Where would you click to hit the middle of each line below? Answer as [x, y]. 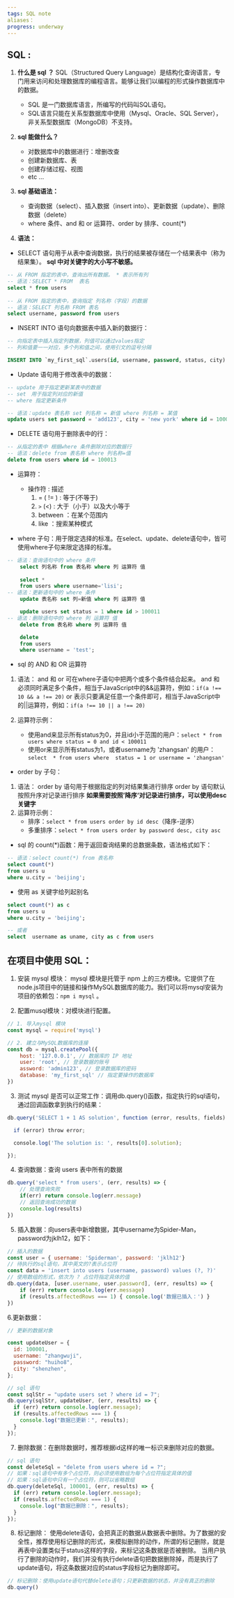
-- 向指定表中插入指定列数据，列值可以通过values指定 [76, 341]
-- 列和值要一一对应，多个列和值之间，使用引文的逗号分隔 [79, 348]
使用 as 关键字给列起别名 [53, 891]
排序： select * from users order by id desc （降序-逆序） [113, 822]
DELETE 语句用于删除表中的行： [63, 434]
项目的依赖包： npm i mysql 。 [60, 996]
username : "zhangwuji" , [48, 1356]
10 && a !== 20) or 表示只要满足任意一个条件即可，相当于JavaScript [116, 696]
